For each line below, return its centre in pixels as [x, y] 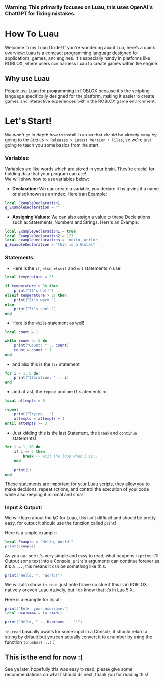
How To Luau [32, 34]
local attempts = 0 [25, 401]
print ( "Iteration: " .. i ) [41, 378]
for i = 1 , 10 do [23, 447]
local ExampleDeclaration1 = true [41, 231]
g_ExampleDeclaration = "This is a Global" [50, 245]
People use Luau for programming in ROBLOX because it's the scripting [77, 91]
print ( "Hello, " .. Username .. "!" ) [44, 622]
